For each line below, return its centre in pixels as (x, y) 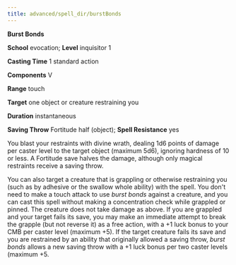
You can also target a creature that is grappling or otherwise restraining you (117, 179)
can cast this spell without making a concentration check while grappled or (117, 202)
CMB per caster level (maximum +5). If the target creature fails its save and (117, 232)
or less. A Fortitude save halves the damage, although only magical (105, 158)
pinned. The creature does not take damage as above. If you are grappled (115, 209)
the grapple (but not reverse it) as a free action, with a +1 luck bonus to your (118, 224)
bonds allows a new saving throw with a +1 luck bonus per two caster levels (118, 247)
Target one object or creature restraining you (73, 102)
